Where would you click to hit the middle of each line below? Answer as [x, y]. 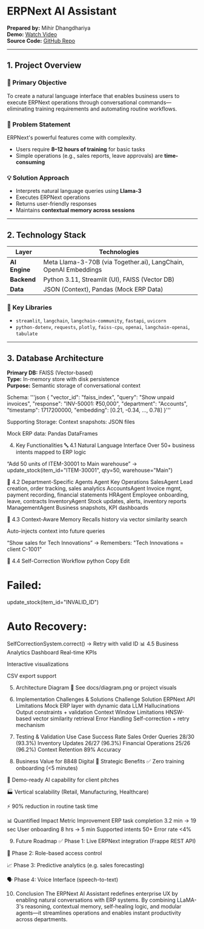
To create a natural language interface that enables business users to [93, 96]
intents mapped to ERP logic [51, 452]
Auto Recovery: [47, 627]
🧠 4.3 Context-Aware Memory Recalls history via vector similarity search [97, 520]
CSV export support [32, 676]
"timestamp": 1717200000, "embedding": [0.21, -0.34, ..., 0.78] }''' [89, 410]
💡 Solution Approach [38, 178]
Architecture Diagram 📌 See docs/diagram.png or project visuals [96, 688]
